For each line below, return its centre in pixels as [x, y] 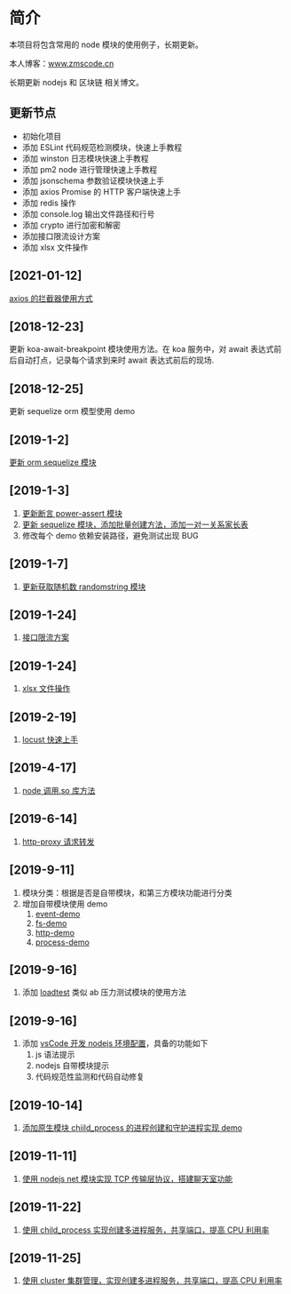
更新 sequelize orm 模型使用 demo [72, 411]
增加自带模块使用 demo [65, 904]
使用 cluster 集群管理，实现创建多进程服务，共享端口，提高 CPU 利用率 [152, 1281]
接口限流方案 [45, 637]
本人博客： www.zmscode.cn [62, 63]
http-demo [55, 932]
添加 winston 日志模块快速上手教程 [85, 158]
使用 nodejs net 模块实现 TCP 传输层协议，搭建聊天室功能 [127, 1178]
